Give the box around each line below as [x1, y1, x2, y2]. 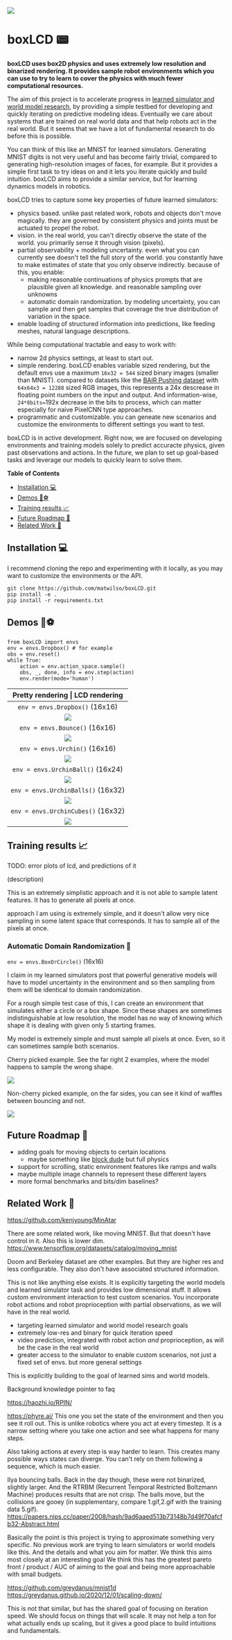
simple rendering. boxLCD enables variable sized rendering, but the [17, 361, 211, 369]
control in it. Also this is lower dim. [7, 1237, 105, 1245]
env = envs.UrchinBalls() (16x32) [10, 785, 125, 794]
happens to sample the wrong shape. [7, 1062, 114, 1071]
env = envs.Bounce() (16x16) [19, 722, 116, 732]
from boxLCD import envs [7, 638, 79, 645]
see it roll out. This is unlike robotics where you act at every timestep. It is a [7, 1419, 222, 1428]
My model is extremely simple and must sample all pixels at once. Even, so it [7, 1034, 226, 1043]
